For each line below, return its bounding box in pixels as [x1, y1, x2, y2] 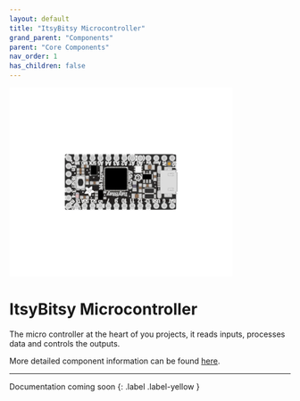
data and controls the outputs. [9, 338, 121, 349]
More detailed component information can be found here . [9, 355, 221, 366]
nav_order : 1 [9, 52, 58, 62]
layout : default [9, 14, 70, 23]
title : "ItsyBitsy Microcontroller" [9, 23, 146, 33]
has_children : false [9, 62, 87, 71]
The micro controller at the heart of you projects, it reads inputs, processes [9, 329, 286, 339]
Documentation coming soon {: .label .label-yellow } [9, 381, 200, 392]
